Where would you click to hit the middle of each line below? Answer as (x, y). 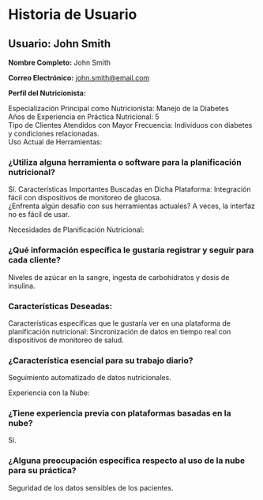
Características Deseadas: (60, 306)
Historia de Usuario (73, 15)
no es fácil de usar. (39, 215)
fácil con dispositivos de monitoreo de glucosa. (85, 198)
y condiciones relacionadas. (54, 133)
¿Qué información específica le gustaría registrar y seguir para (131, 250)
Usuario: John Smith (60, 44)
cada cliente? (35, 260)
